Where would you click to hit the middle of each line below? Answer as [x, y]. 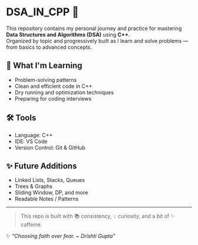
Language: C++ [34, 135]
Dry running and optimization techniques [64, 92]
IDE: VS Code [31, 141]
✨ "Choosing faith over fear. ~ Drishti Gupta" [61, 236]
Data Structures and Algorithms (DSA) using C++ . [68, 34]
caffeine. [31, 225]
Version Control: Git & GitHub [50, 147]
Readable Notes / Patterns [47, 199]
